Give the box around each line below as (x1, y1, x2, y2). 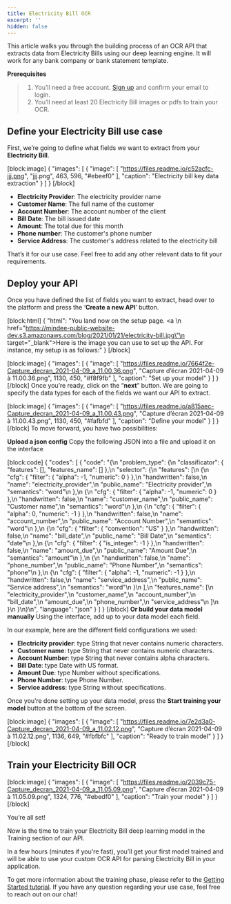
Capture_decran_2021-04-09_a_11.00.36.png (7, 367, 134, 375)
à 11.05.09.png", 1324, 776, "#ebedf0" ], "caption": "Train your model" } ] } (7, 792, 219, 800)
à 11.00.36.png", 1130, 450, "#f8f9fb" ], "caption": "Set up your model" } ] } (7, 374, 219, 382)
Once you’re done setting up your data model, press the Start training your (7, 697, 221, 705)
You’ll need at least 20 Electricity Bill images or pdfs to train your (34, 98, 219, 106)
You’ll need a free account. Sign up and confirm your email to (34, 84, 209, 92)
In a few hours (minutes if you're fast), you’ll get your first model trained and (7, 847, 224, 856)
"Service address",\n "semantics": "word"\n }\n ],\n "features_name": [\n (7, 583, 214, 591)
